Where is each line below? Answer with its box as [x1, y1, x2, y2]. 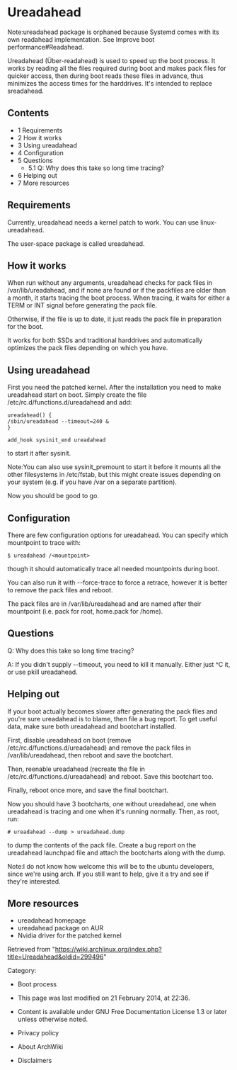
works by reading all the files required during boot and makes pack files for [7, 64, 226, 72]
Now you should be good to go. [7, 492, 99, 500]
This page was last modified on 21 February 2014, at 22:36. [17, 993, 190, 1003]
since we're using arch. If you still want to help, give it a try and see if [7, 869, 209, 878]
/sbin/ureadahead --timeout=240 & [7, 418, 110, 425]
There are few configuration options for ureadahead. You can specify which [7, 531, 229, 539]
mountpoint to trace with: [7, 539, 81, 546]
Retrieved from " [7, 945, 55, 954]
